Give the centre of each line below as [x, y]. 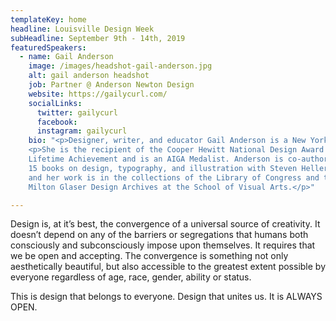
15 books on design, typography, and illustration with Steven [163, 168]
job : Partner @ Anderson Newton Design [111, 85]
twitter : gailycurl [77, 112]
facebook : [57, 122]
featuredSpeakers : [48, 47]
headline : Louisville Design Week [82, 29]
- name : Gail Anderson [66, 57]
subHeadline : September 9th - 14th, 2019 [98, 38]
